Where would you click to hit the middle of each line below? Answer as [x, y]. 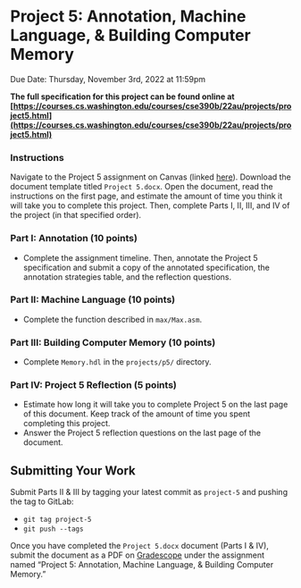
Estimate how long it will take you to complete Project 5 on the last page [155, 405]
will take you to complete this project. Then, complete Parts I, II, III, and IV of [150, 206]
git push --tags [53, 529]
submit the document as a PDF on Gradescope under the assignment [138, 555]
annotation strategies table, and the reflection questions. [127, 277]
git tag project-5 [57, 520]
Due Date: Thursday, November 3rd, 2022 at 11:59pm [108, 79]
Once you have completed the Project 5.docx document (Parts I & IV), [139, 546]
